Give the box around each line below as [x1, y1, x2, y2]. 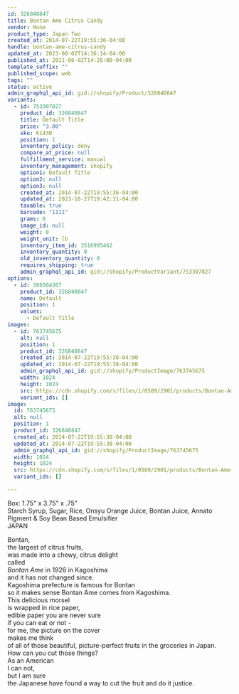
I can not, [7, 663, 36, 672]
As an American [7, 656, 55, 665]
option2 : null [20, 176, 62, 183]
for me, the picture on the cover [7, 626, 101, 634]
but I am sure [7, 671, 46, 680]
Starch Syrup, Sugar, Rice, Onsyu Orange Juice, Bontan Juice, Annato [7, 506, 213, 515]
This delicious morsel [7, 595, 70, 604]
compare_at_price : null [20, 149, 91, 156]
